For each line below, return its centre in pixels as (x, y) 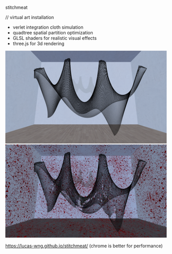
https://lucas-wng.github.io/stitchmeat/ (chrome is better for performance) (84, 246)
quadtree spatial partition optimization (53, 33)
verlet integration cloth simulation (48, 27)
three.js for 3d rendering (39, 44)
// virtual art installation (30, 17)
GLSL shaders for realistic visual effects (55, 38)
